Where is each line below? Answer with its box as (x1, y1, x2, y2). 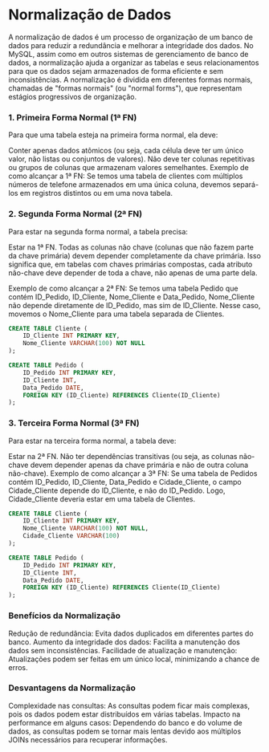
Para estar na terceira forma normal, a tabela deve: (8, 436, 177, 445)
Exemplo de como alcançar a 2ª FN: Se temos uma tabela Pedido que (8, 283, 238, 293)
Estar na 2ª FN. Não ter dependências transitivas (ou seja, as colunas (8, 451, 238, 461)
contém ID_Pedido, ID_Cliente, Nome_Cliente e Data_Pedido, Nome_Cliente (8, 291, 255, 302)
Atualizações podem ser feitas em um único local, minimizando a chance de (8, 654, 260, 664)
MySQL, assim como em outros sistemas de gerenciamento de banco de (8, 49, 249, 59)
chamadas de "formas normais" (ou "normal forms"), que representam (8, 83, 243, 93)
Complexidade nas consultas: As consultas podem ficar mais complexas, (8, 701, 251, 710)
